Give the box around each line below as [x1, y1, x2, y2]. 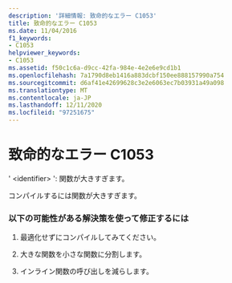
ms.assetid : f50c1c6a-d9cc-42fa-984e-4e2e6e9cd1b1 [8, 64, 181, 72]
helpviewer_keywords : [8, 49, 81, 57]
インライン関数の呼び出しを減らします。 [19, 266, 154, 277]
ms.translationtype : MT [8, 86, 88, 95]
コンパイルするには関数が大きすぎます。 [8, 190, 142, 200]
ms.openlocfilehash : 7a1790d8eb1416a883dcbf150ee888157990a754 [8, 71, 225, 79]
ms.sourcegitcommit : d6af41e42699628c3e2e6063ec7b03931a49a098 [8, 79, 225, 87]
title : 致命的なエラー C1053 [8, 19, 98, 27]
